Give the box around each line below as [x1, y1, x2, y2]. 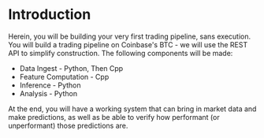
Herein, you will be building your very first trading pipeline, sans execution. [8, 32, 251, 41]
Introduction [8, 6, 91, 24]
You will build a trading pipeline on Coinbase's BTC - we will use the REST [8, 39, 248, 49]
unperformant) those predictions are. [8, 121, 128, 130]
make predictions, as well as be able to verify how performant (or [8, 112, 220, 121]
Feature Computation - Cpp [19, 72, 110, 81]
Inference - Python [19, 80, 81, 90]
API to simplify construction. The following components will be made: [8, 48, 233, 58]
